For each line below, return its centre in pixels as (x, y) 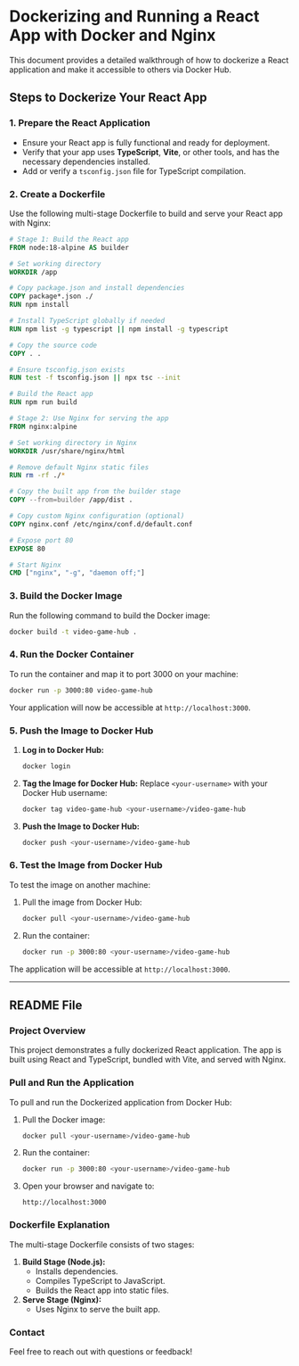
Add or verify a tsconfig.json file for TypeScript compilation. (134, 170)
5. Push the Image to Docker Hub (81, 731)
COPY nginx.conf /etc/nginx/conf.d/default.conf (101, 524)
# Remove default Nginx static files (79, 467)
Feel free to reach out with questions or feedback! (101, 1351)
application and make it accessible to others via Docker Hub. (121, 70)
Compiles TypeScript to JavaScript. (101, 1280)
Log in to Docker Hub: (63, 749)
